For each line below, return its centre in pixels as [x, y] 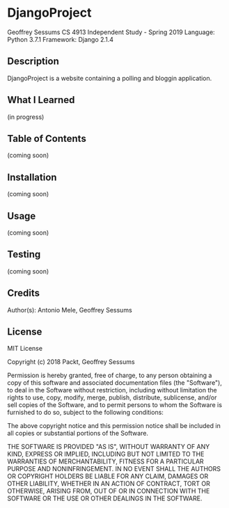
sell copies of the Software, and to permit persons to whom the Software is [115, 405]
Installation [32, 177]
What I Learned [41, 100]
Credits [24, 293]
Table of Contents [47, 138]
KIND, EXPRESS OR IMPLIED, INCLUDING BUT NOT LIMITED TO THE [106, 454]
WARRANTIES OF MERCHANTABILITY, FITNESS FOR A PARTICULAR [105, 461]
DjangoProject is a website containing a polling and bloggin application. [110, 78]
